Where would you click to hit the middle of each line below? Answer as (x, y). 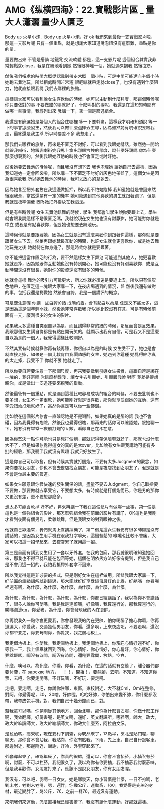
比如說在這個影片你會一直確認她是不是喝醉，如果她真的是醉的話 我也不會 (78, 416)
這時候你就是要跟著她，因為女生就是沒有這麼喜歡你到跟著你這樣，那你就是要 (82, 235)
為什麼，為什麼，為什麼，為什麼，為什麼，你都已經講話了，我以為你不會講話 (82, 597)
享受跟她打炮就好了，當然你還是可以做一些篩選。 (54, 405)
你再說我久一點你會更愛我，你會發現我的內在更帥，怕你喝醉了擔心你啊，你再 (82, 620)
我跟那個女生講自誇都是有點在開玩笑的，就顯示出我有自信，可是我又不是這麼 (82, 331)
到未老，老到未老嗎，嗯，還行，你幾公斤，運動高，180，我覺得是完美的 (77, 785)
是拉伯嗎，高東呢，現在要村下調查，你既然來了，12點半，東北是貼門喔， (78, 733)
